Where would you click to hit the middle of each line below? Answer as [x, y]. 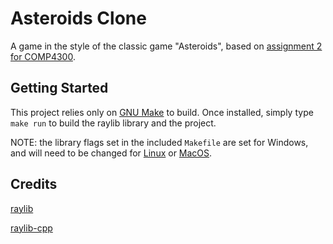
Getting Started [59, 88]
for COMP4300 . [43, 56]
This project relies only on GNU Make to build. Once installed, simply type [162, 112]
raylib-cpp [31, 228]
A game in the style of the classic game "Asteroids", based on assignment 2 [166, 46]
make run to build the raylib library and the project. [113, 123]
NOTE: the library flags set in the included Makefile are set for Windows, [159, 142]
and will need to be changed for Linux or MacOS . [111, 153]
